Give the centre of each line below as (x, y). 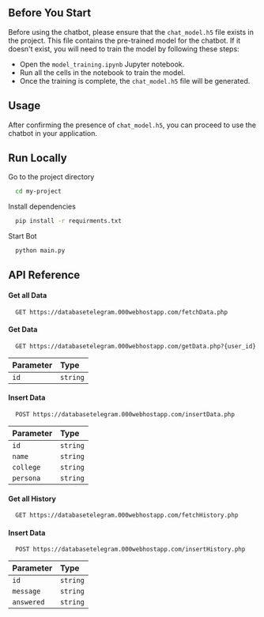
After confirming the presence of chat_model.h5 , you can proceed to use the (132, 125)
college (26, 468)
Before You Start (50, 13)
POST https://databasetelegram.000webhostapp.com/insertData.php (125, 415)
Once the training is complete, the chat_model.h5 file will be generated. (135, 81)
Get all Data (28, 295)
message (26, 591)
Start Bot (23, 236)
